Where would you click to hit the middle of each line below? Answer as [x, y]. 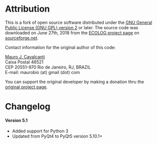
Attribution [27, 9]
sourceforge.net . [22, 38]
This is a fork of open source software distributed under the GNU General [78, 22]
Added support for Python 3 [40, 131]
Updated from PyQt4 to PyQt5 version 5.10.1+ [57, 136]
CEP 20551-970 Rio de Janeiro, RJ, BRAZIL [48, 67]
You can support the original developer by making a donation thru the [75, 82]
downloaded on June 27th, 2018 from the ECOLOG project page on [72, 33]
